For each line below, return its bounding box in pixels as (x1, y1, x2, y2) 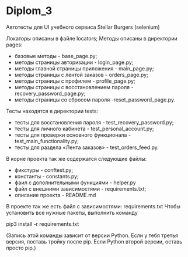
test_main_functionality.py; (14, 137, 79, 144)
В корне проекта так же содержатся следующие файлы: (6, 155, 147, 162)
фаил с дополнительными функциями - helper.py (14, 179, 136, 186)
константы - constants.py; (14, 173, 79, 180)
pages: (6, 41, 23, 48)
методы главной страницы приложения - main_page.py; (14, 65, 154, 72)
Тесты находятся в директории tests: (6, 107, 98, 114)
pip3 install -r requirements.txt (6, 220, 79, 227)
